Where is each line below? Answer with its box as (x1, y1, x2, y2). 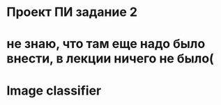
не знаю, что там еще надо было (6, 36, 206, 52)
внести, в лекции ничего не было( (6, 51, 214, 67)
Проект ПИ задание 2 (6, 4, 137, 20)
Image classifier (6, 83, 102, 98)
